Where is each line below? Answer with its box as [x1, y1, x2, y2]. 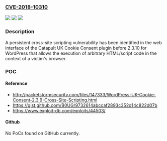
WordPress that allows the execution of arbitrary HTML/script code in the [5, 50, 157, 56]
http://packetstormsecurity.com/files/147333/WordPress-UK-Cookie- [12, 91, 156, 97]
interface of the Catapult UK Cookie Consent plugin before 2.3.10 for [5, 45, 147, 51]
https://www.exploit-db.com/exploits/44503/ [12, 107, 106, 113]
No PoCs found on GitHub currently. [5, 130, 80, 136]
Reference [5, 80, 28, 86]
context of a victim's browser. [5, 55, 67, 61]
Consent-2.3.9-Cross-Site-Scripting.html [12, 97, 98, 103]
